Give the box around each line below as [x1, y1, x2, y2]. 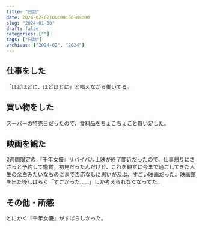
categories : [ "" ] [6, 31, 50, 37]
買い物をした [6, 103, 54, 113]
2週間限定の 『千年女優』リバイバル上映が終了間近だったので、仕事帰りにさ [6, 156, 195, 163]
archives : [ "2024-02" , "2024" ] [6, 43, 85, 49]
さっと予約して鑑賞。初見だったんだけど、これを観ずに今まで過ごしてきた [6, 163, 191, 171]
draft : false [6, 25, 39, 32]
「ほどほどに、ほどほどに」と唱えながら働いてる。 [6, 83, 133, 90]
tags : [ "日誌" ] [6, 37, 43, 43]
